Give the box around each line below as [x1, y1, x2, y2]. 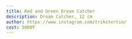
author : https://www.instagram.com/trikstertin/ [6, 19, 127, 25]
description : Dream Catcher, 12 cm [6, 14, 93, 19]
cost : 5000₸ [6, 24, 35, 30]
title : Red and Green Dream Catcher [6, 8, 95, 14]
